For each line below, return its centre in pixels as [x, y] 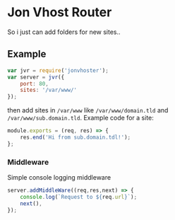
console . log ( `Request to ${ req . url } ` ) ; [79, 197]
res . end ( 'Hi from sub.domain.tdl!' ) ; [76, 137]
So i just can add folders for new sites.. [64, 32]
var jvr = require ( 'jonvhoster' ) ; [58, 70]
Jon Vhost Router [60, 12]
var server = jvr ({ [36, 77]
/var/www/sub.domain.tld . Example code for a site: [80, 118]
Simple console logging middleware [59, 178]
